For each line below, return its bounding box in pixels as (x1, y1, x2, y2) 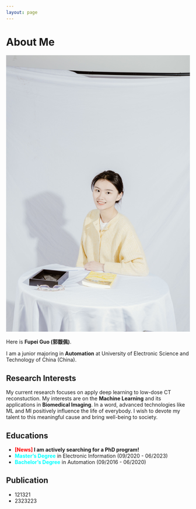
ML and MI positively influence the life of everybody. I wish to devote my (6, 407, 181, 415)
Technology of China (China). (6, 356, 77, 363)
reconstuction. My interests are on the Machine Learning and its (6, 395, 162, 402)
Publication (6, 476, 48, 486)
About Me (6, 35, 55, 49)
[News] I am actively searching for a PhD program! (14, 446, 139, 453)
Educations (6, 431, 48, 441)
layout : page (6, 9, 38, 15)
